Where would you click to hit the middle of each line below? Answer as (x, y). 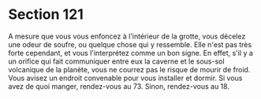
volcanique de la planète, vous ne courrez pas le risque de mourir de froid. (129, 69)
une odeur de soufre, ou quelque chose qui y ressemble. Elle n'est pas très (130, 44)
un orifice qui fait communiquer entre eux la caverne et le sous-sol (116, 61)
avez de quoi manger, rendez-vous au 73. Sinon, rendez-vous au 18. (119, 86)
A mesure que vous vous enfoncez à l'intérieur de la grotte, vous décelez (127, 36)
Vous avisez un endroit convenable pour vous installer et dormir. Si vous (125, 78)
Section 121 (46, 15)
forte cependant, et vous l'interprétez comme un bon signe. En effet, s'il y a (131, 53)
